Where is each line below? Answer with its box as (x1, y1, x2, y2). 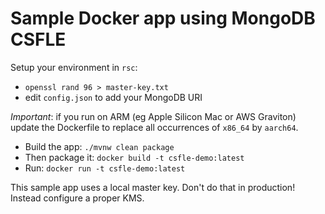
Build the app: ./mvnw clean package (24, 140, 175, 152)
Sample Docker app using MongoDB (10, 7, 316, 30)
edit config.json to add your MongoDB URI (24, 91, 203, 103)
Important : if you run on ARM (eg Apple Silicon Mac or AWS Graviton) (10, 110, 297, 122)
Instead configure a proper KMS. (10, 192, 145, 204)
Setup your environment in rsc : (10, 61, 138, 73)
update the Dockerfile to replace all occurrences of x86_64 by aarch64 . (10, 121, 299, 133)
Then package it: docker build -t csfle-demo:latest (24, 151, 245, 163)
